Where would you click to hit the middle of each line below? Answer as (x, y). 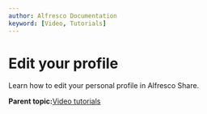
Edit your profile (63, 63)
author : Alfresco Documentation (63, 16)
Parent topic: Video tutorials (55, 101)
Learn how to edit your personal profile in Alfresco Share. (104, 86)
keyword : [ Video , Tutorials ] (57, 23)
